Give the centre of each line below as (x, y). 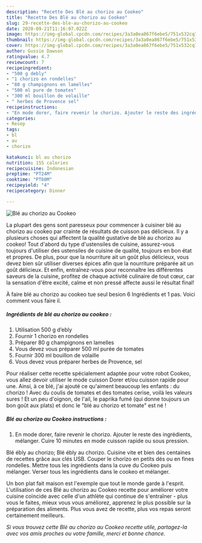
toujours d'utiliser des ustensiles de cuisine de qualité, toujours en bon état (99, 250)
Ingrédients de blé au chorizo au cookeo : (59, 315)
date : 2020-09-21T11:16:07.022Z (47, 29)
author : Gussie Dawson (35, 51)
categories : (21, 118)
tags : (13, 130)
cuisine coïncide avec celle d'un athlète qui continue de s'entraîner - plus (97, 496)
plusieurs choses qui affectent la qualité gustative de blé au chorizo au (94, 237)
